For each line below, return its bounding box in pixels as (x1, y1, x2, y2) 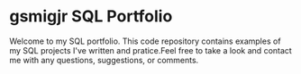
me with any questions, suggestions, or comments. (9, 54, 199, 65)
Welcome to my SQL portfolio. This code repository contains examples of (9, 36, 281, 46)
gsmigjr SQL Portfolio (9, 6, 173, 27)
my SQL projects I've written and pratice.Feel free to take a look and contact (9, 45, 293, 55)
